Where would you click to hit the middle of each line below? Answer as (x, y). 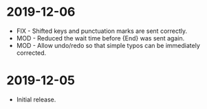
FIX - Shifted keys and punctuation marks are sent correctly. (102, 31)
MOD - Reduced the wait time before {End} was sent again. (100, 38)
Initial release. (36, 99)
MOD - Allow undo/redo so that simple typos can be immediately (108, 45)
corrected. (31, 53)
